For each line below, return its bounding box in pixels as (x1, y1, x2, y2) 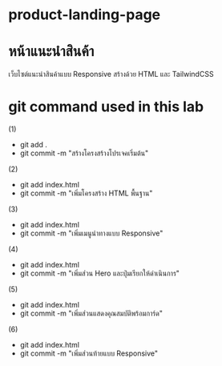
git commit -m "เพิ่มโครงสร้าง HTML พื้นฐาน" (19, 188, 153, 198)
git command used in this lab (8, 98, 204, 116)
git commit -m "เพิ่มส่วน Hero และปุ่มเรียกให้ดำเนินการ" (19, 268, 180, 278)
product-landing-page (8, 6, 161, 24)
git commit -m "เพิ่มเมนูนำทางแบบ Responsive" (19, 228, 163, 238)
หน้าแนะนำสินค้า (8, 42, 95, 61)
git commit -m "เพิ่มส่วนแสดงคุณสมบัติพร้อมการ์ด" (19, 308, 163, 318)
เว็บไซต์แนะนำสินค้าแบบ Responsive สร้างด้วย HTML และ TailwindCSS (8, 70, 214, 79)
